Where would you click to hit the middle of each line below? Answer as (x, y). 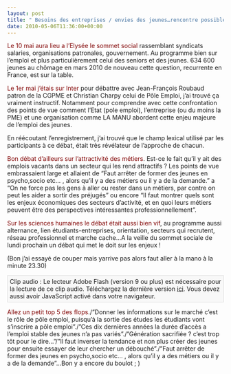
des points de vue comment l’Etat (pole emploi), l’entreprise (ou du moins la (114, 110)
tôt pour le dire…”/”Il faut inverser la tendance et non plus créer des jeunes (112, 342)
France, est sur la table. (41, 75)
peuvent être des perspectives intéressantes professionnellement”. (102, 210)
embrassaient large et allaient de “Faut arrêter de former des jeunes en (108, 173)
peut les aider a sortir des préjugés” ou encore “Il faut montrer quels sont (111, 195)
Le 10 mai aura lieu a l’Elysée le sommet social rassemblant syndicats (105, 46)
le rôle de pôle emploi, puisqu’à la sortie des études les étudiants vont (106, 320)
